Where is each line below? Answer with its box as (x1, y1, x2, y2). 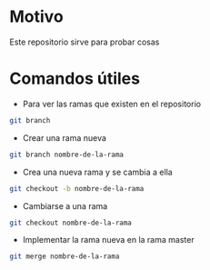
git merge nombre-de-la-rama (9, 252, 120, 261)
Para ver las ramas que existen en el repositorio (22, 98, 202, 109)
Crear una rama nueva (22, 132, 107, 143)
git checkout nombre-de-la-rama (9, 218, 132, 227)
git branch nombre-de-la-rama (9, 150, 125, 159)
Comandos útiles (9, 68, 141, 89)
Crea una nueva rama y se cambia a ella (22, 166, 173, 177)
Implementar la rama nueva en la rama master (22, 235, 195, 245)
